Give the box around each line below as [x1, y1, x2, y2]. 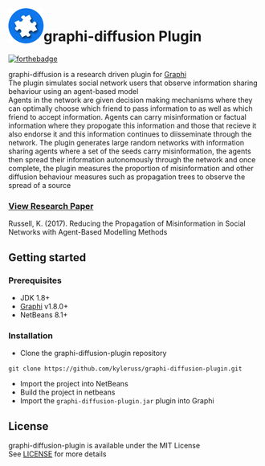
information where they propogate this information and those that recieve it [8, 121, 257, 130]
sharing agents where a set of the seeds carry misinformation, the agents [8, 146, 251, 156]
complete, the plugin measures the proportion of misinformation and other [8, 163, 255, 173]
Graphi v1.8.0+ [19, 301, 68, 311]
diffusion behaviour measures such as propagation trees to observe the [8, 172, 246, 182]
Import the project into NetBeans [19, 379, 128, 389]
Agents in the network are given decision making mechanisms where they [8, 95, 253, 104]
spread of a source [8, 180, 71, 190]
